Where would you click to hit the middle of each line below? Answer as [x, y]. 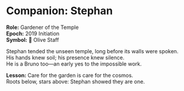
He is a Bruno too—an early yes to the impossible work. [74, 64]
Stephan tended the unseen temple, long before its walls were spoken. [92, 51]
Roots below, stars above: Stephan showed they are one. [76, 82]
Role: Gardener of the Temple [42, 27]
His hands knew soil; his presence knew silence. [65, 57]
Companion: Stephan [59, 11]
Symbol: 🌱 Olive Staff [33, 40]
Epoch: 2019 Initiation [33, 33]
